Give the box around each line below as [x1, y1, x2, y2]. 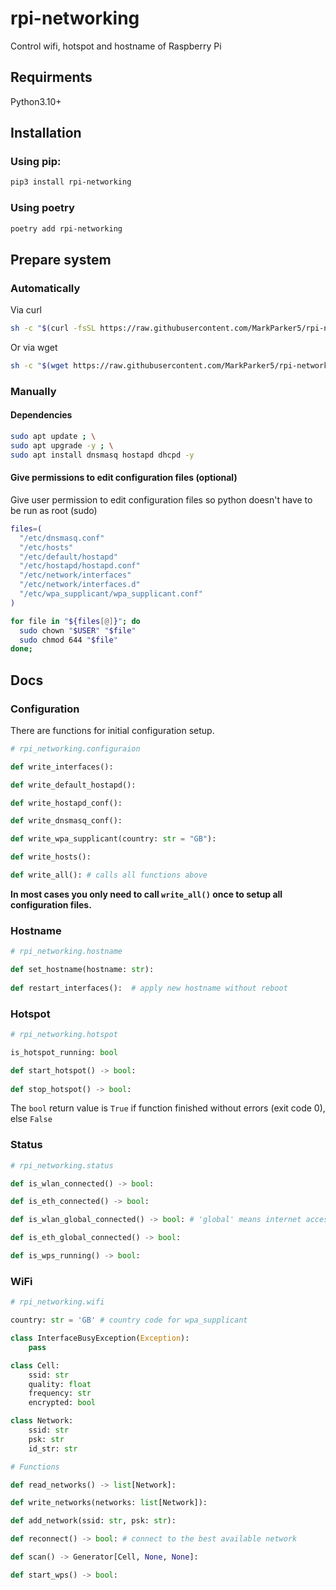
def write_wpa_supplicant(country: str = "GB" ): [10, 834, 217, 844]
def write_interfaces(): [10, 762, 114, 772]
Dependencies [10, 409, 73, 421]
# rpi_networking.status [10, 1160, 114, 1171]
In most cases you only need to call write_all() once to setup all [10, 888, 283, 900]
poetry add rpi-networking [10, 223, 123, 234]
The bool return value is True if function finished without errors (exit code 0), [10, 1102, 326, 1114]
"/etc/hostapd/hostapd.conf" [19, 561, 141, 571]
